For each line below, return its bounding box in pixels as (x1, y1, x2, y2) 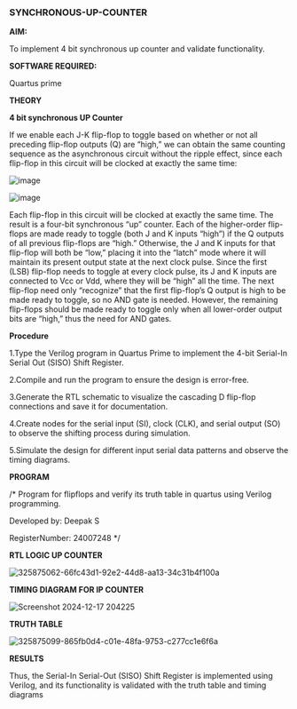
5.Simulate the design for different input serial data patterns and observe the (9, 445, 289, 456)
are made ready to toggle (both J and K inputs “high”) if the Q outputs (29, 228, 285, 239)
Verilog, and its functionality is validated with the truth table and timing (9, 680, 267, 690)
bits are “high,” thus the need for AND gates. (9, 314, 172, 324)
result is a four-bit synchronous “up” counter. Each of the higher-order (9, 219, 267, 230)
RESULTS (9, 653, 44, 664)
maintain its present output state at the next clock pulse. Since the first (9, 257, 268, 267)
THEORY (9, 95, 43, 106)
